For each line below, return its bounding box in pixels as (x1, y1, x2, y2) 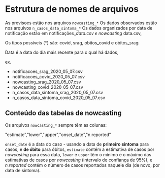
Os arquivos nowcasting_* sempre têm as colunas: (5, 122, 107, 128)
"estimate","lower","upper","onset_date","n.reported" (5, 132, 111, 138)
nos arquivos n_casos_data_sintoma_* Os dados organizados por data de (5, 25, 153, 31)
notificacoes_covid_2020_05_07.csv (12, 73, 85, 79)
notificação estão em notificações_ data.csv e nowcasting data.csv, (5, 30, 142, 36)
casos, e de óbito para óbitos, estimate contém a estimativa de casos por (5, 146, 155, 152)
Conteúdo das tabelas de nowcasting (5, 109, 122, 117)
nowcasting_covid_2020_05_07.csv (12, 84, 84, 90)
